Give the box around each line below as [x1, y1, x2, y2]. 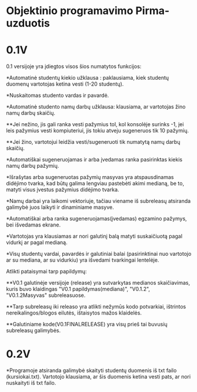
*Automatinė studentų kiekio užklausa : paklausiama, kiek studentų [6, 75, 169, 82]
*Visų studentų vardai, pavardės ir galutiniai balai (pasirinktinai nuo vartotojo [6, 251, 192, 258]
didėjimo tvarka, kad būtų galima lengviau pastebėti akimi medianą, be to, [6, 180, 184, 187]
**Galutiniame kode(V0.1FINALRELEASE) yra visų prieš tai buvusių [6, 321, 168, 328]
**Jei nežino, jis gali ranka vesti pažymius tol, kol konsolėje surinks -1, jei [6, 121, 184, 128]
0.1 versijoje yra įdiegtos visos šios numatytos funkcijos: [6, 63, 142, 70]
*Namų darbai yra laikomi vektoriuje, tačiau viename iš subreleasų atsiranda [6, 198, 191, 205]
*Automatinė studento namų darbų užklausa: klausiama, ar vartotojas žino [6, 103, 186, 110]
